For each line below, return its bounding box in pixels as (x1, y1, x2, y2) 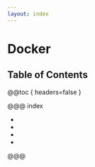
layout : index (7, 10, 50, 18)
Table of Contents (7, 69, 89, 81)
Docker (7, 40, 51, 57)
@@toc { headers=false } (7, 88, 82, 96)
